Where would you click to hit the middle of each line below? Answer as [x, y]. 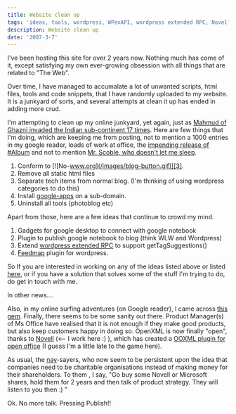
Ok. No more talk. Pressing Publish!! [59, 403]
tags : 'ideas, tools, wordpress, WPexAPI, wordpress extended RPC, [108, 22]
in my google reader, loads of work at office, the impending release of [108, 145]
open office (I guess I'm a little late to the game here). [85, 346]
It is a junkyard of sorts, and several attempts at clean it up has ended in [111, 101]
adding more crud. [34, 109]
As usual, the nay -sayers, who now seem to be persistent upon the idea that [117, 360]
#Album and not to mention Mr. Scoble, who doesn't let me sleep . [102, 153]
